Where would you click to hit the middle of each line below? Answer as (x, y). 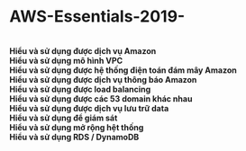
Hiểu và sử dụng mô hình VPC (66, 60)
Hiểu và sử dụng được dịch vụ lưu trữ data (89, 108)
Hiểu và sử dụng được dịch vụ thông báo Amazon (103, 79)
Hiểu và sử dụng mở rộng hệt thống (77, 127)
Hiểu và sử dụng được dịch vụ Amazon (83, 50)
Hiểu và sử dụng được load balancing (80, 89)
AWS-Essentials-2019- (97, 17)
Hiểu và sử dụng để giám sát (64, 118)
